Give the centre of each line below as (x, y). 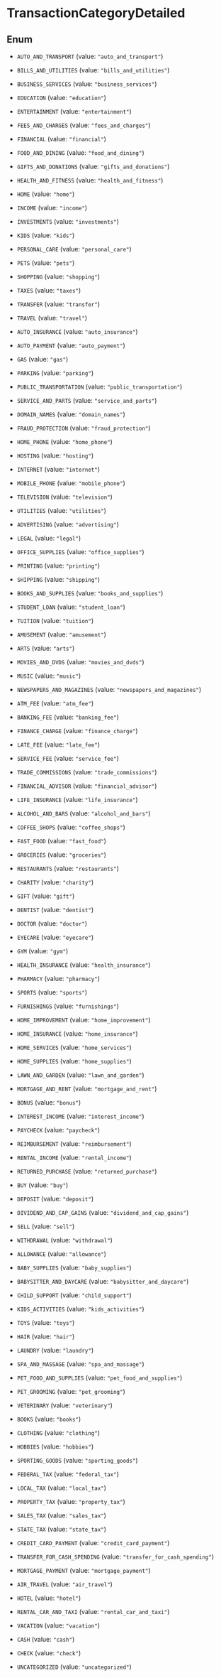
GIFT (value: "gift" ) (46, 896)
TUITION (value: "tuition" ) (55, 621)
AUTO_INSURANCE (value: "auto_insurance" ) (78, 331)
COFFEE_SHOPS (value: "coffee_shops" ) (71, 827)
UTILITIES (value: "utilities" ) (62, 510)
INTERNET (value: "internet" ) (58, 469)
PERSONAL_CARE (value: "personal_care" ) (74, 249)
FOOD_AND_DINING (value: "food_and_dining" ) (80, 153)
